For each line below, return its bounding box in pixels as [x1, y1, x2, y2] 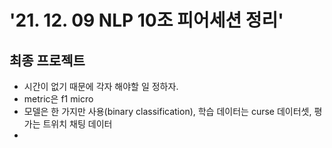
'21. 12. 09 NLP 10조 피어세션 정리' [9, 9, 284, 32]
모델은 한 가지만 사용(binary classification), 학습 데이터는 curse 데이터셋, [23, 106, 312, 117]
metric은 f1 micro [23, 93, 94, 105]
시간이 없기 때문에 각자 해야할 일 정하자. [23, 81, 179, 92]
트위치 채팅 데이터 [42, 118, 113, 130]
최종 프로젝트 [9, 52, 86, 69]
